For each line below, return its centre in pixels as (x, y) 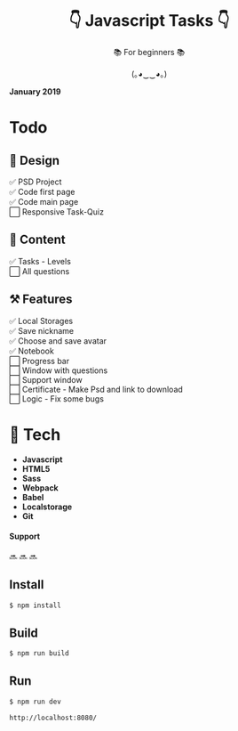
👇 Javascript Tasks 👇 (149, 21)
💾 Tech (35, 434)
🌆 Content (38, 240)
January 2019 (35, 91)
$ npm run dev (36, 702)
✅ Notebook (32, 351)
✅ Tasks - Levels (40, 261)
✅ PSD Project (36, 182)
